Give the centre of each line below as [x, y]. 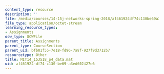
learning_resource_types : [31, 28]
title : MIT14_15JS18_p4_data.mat [39, 59]
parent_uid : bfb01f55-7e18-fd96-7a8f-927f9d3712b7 [58, 50]
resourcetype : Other [26, 55]
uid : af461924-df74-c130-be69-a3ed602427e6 [50, 64]
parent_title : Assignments [32, 41]
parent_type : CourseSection [34, 46]
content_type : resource [29, 9]
